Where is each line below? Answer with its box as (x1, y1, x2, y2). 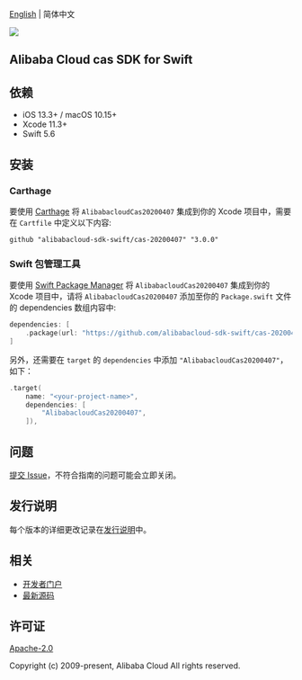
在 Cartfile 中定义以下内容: (9, 217, 112, 228)
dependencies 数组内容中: (19, 302, 117, 313)
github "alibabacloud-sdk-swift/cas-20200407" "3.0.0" (9, 235, 219, 244)
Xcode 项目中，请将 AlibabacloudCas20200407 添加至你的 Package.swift (9, 291, 274, 302)
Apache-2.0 (9, 643, 54, 654)
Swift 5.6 (22, 129, 56, 139)
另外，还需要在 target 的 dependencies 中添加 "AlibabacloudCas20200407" (9, 354, 280, 365)
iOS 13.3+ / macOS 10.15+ (22, 110, 118, 121)
